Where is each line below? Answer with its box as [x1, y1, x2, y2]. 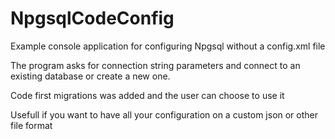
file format [10, 119, 53, 131]
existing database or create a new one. [10, 70, 171, 82]
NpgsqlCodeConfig [10, 7, 175, 30]
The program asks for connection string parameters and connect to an [10, 59, 301, 71]
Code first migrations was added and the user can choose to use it [10, 89, 285, 101]
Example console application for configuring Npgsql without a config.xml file [10, 40, 326, 52]
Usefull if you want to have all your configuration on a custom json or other [10, 108, 319, 121]
